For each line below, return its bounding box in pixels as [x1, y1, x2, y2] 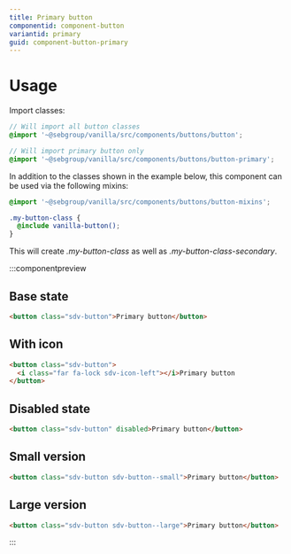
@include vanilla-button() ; [17, 222, 121, 230]
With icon [9, 337, 64, 352]
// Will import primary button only [9, 146, 144, 155]
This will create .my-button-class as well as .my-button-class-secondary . [9, 246, 278, 257]
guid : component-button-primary [9, 37, 128, 47]
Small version [9, 449, 87, 464]
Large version [9, 497, 87, 512]
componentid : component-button [9, 21, 125, 30]
